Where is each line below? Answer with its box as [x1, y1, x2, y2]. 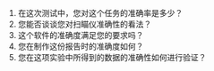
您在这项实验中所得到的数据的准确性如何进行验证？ [17, 52, 207, 62]
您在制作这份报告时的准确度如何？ [17, 41, 144, 51]
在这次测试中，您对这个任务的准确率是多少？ [17, 8, 184, 18]
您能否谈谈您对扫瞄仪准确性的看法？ [17, 19, 152, 29]
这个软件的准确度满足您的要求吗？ [17, 30, 144, 40]
